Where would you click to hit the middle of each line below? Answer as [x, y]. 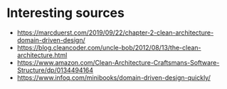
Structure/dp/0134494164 [55, 70]
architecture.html [42, 55]
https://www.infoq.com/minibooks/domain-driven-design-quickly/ [114, 77]
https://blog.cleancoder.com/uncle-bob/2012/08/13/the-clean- [109, 47]
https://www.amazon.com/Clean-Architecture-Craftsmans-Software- [118, 62]
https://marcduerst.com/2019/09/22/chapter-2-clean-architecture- [115, 32]
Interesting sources [66, 13]
